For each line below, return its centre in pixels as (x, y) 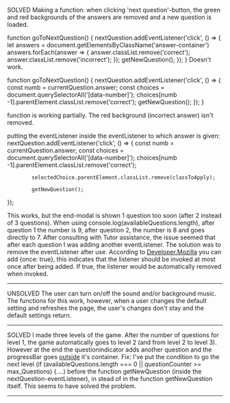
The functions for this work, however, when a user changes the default (107, 301)
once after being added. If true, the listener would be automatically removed (114, 266)
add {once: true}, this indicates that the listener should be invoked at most (111, 259)
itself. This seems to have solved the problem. (72, 386)
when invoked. (28, 274)
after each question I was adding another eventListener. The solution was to (114, 245)
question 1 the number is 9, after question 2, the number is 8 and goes (106, 230)
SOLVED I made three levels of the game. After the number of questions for (113, 335)
